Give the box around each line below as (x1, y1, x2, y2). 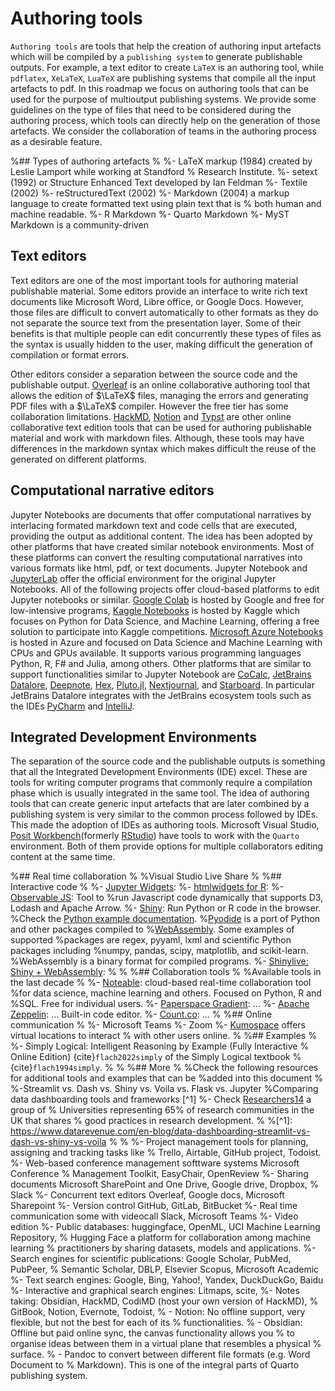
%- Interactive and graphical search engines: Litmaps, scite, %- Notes (10, 1285, 300, 1297)
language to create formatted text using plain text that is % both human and (10, 197, 322, 209)
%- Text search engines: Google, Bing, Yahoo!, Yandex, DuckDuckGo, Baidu (10, 1274, 324, 1286)
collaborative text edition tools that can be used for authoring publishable (10, 421, 312, 433)
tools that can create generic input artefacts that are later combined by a (10, 798, 310, 810)
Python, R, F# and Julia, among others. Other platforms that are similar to (10, 657, 312, 669)
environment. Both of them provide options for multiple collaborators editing (10, 840, 324, 852)
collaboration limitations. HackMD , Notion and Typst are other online (10, 410, 292, 422)
